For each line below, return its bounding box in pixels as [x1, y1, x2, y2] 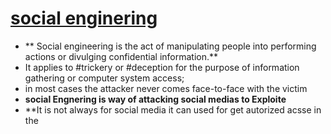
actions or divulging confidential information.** [24, 50, 219, 62]
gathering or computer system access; [24, 72, 185, 84]
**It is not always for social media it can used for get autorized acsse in [24, 103, 322, 116]
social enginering [10, 7, 158, 30]
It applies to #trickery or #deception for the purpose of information [24, 61, 300, 73]
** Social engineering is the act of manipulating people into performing [24, 40, 317, 52]
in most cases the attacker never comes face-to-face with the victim [24, 82, 308, 94]
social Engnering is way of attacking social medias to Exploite [24, 93, 287, 105]
